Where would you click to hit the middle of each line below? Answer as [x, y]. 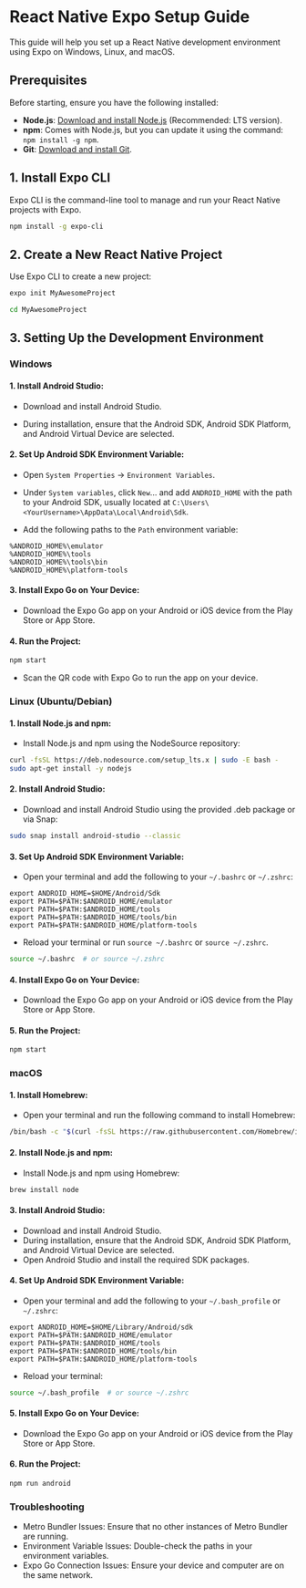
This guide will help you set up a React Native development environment [145, 42]
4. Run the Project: [46, 641]
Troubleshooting [47, 1507]
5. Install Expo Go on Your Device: [74, 1413]
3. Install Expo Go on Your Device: [75, 590]
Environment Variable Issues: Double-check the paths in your [138, 1546]
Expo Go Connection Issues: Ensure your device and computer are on [153, 1565]
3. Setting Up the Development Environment [137, 338]
